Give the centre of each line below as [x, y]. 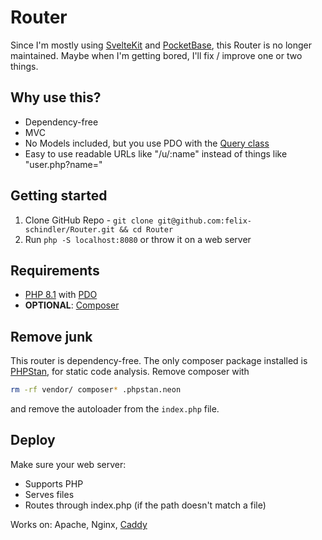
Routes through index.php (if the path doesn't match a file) [145, 505]
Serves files [49, 494]
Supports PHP [54, 483]
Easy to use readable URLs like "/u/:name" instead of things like [156, 153]
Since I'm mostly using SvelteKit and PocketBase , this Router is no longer [161, 45]
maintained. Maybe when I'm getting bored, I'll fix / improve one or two [156, 55]
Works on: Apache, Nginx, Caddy [79, 524]
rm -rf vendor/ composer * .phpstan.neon [96, 390]
